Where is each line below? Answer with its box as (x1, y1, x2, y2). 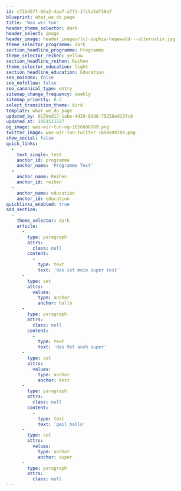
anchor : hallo (37, 300, 73, 306)
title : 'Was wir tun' (6, 20, 60, 25)
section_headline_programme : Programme (6, 47, 104, 53)
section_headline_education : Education (6, 69, 104, 75)
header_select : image (6, 31, 60, 37)
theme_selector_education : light (6, 63, 88, 70)
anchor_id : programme (17, 157, 70, 163)
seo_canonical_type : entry (6, 86, 73, 92)
